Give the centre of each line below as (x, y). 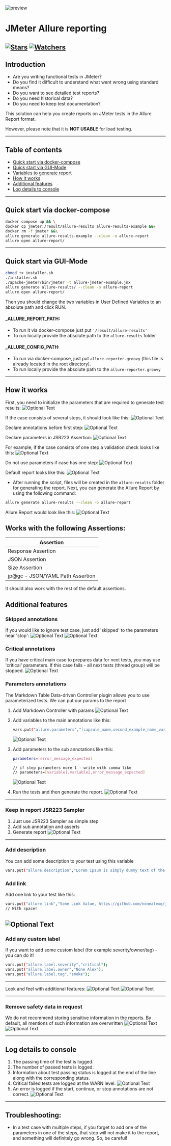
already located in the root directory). (52, 364)
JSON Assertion (27, 559)
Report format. (21, 119)
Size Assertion (25, 568)
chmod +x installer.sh (29, 273)
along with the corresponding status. (51, 1078)
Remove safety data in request (44, 1007)
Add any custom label (33, 939)
